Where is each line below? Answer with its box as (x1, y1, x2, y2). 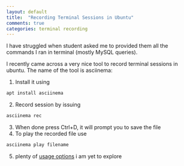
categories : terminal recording (6, 25, 88, 32)
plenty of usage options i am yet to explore (15, 152, 122, 160)
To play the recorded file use (15, 130, 87, 137)
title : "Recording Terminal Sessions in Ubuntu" (6, 14, 134, 21)
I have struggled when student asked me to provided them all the (6, 42, 168, 49)
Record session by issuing (15, 101, 80, 109)
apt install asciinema (6, 90, 64, 97)
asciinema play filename (6, 142, 69, 148)
